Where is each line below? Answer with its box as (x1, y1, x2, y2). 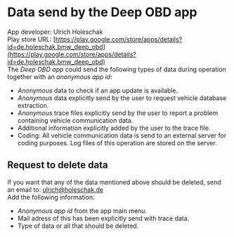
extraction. (17, 101, 49, 109)
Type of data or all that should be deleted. (17, 221, 139, 230)
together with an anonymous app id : (7, 72, 112, 81)
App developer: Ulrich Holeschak (7, 28, 103, 36)
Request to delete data (7, 159, 108, 171)
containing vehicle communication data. (17, 116, 134, 124)
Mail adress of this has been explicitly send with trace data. (17, 214, 190, 222)
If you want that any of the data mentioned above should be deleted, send (7, 178, 221, 186)
